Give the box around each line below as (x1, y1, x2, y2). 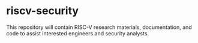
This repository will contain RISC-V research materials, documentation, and (6, 24, 192, 31)
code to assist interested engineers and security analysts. (6, 29, 149, 37)
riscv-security (6, 4, 79, 18)
